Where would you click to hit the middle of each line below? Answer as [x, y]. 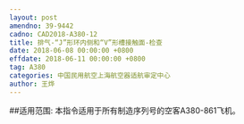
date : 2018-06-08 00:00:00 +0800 [72, 51]
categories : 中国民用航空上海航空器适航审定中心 [90, 76]
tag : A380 [28, 68]
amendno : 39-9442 [42, 26]
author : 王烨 [32, 84]
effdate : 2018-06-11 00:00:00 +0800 [77, 59]
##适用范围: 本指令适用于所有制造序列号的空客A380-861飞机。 [125, 110]
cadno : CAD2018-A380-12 [54, 34]
